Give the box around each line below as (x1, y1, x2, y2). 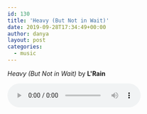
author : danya (7, 30, 50, 38)
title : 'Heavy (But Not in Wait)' (7, 17, 110, 24)
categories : (7, 43, 43, 50)
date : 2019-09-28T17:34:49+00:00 (7, 23, 107, 30)
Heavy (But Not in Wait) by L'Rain (7, 69, 106, 78)
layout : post (7, 37, 46, 44)
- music (13, 50, 37, 57)
